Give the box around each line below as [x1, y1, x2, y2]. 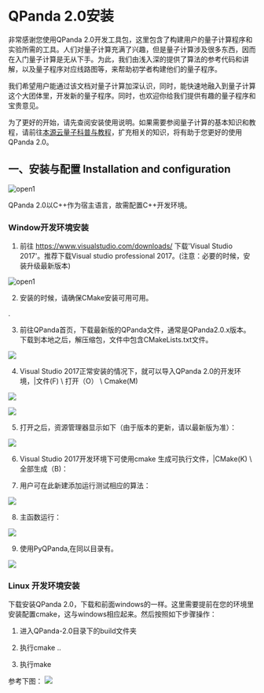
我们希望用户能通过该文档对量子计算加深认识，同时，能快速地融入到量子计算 [8, 80, 256, 91]
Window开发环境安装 [8, 222, 89, 233]
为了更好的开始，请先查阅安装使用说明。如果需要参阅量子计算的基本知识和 [8, 117, 249, 127]
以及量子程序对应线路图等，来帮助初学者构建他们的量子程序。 [21, 64, 222, 73]
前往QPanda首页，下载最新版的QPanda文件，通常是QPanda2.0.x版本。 [19, 325, 251, 335]
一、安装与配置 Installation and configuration [8, 162, 231, 176]
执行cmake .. [19, 643, 61, 653]
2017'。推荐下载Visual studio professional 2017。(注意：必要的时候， [19, 251, 244, 261]
